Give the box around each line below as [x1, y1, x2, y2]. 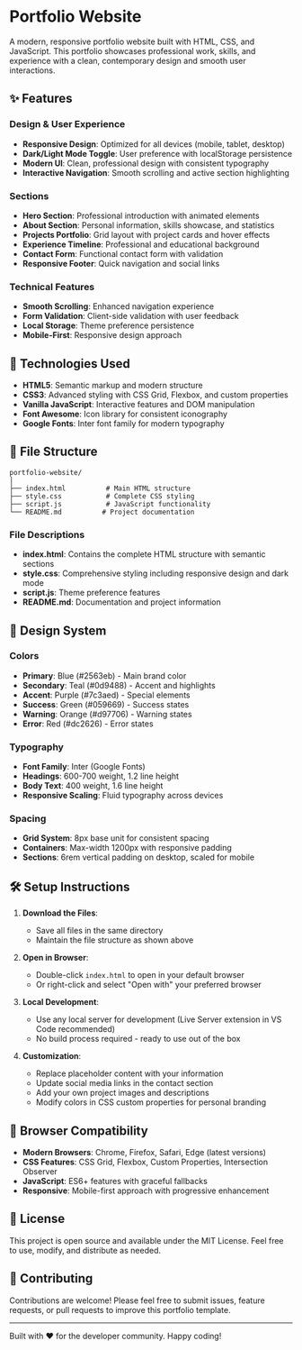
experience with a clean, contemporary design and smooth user [9, 55, 247, 66]
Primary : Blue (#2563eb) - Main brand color [22, 670, 187, 681]
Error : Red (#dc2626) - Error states [22, 718, 155, 729]
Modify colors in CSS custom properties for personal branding [35, 1097, 267, 1108]
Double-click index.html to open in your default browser [35, 970, 245, 981]
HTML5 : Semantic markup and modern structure [22, 380, 204, 391]
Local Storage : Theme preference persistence [22, 320, 195, 331]
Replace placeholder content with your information [35, 1068, 224, 1079]
